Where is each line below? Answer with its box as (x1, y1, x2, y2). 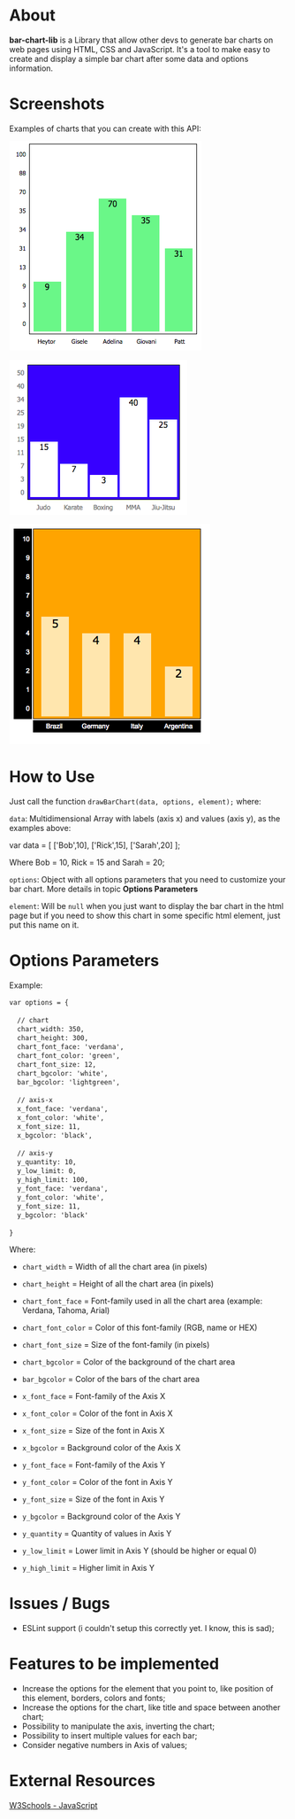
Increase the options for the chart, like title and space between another (21, 1702, 281, 1713)
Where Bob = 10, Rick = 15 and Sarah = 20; (9, 857, 165, 867)
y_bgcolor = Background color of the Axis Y (21, 1511, 181, 1521)
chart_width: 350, (17, 1024, 86, 1033)
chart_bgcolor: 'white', (17, 1069, 109, 1077)
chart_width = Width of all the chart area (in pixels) (21, 1261, 208, 1271)
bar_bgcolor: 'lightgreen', (17, 1077, 121, 1086)
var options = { (9, 998, 69, 1007)
